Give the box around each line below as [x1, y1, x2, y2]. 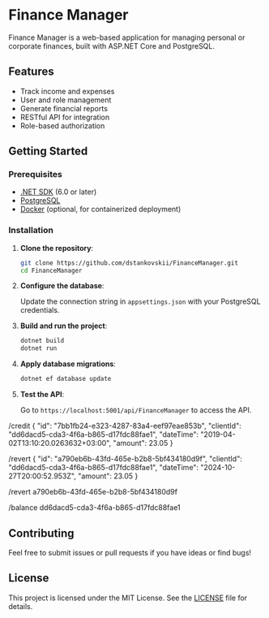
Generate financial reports [19, 103, 108, 113]
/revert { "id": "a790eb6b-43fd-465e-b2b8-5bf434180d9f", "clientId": [8, 454, 243, 464]
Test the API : [19, 390, 65, 400]
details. [8, 601, 33, 611]
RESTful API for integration [19, 112, 110, 122]
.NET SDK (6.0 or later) [19, 187, 97, 197]
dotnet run [19, 344, 58, 352]
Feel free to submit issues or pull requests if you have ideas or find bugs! [8, 547, 252, 557]
